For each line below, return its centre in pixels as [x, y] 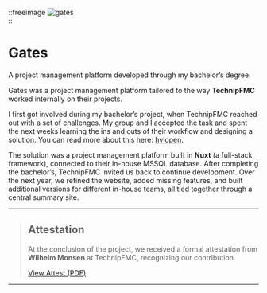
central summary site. [44, 197]
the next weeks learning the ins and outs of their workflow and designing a [130, 131]
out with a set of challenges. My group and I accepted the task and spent [128, 123]
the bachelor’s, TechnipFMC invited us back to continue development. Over [132, 172]
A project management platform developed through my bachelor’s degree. [130, 75]
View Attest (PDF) [57, 273]
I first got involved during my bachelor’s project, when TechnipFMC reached [133, 114]
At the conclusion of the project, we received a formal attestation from [143, 249]
